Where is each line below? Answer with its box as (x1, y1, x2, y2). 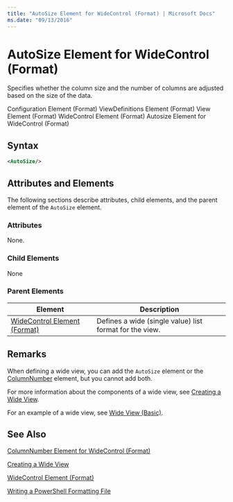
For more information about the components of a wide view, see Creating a (7, 388, 221, 396)
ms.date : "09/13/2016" (7, 17, 73, 24)
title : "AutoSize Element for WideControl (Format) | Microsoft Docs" (7, 10, 216, 17)
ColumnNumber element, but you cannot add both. (7, 374, 153, 382)
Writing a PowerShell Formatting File (7, 487, 111, 496)
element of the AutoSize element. (7, 202, 102, 211)
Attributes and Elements (7, 178, 114, 189)
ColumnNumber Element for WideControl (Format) (7, 447, 151, 455)
